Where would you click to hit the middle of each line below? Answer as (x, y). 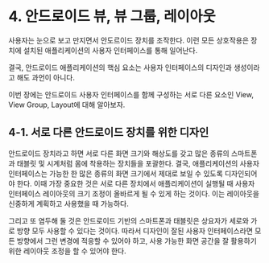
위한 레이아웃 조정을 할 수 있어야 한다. (67, 251)
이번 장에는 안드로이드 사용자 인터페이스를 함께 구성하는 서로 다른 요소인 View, (131, 94)
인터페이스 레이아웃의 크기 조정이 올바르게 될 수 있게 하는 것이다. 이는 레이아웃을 (134, 193)
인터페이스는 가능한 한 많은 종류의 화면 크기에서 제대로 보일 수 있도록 (116, 173)
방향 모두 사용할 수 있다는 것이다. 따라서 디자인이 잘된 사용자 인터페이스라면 (135, 231)
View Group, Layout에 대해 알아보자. (67, 105)
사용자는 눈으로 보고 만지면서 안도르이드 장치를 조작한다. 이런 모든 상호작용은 (129, 40)
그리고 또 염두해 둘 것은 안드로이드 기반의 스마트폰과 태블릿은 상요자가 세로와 (129, 220)
